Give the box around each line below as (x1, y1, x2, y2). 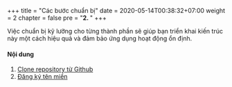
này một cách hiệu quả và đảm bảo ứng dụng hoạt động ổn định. (7, 34, 193, 42)
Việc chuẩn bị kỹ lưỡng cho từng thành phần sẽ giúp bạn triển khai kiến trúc (7, 27, 224, 35)
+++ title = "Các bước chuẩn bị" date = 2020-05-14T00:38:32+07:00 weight (7, 7, 226, 14)
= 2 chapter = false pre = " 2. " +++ (7, 14, 107, 22)
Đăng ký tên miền (17, 73, 68, 81)
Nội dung (7, 50, 35, 58)
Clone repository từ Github (17, 65, 93, 73)
